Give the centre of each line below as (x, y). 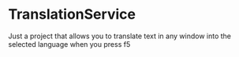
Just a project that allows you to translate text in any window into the (119, 36)
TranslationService (72, 14)
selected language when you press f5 (69, 44)
